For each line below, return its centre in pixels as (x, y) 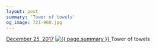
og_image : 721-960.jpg (34, 22)
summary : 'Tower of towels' (41, 17)
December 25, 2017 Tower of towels (78, 39)
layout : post (22, 11)
